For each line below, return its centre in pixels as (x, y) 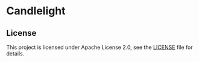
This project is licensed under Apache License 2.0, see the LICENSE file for (99, 47)
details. (15, 54)
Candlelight (36, 11)
